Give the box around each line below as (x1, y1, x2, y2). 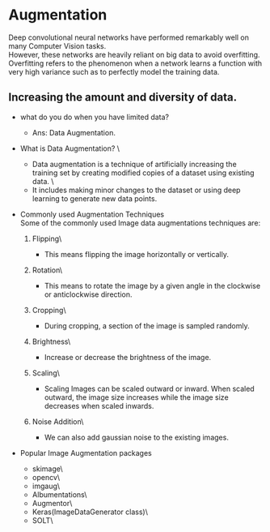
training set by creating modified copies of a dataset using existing (32, 168, 255, 178)
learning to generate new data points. (32, 193, 158, 204)
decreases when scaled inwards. (44, 401, 154, 410)
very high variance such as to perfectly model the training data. (8, 66, 220, 76)
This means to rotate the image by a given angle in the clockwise (44, 281, 261, 290)
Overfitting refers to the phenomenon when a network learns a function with (8, 58, 263, 68)
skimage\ (32, 464, 63, 474)
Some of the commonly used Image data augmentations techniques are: (19, 217, 261, 228)
